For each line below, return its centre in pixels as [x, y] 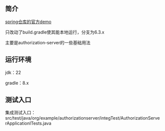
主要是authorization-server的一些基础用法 [48, 42]
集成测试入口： [20, 113]
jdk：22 [13, 72]
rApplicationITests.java [28, 123]
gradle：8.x [17, 83]
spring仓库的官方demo [28, 22]
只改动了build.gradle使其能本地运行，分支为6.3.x [55, 32]
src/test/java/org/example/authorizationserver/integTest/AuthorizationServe [82, 118]
